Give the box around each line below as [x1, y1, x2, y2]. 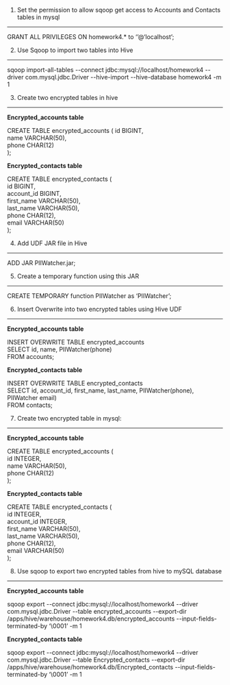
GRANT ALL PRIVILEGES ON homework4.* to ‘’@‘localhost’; [7, 33, 175, 40]
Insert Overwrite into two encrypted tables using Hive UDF [16, 305, 183, 313]
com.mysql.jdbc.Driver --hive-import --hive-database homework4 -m [25, 73, 222, 81]
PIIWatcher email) [7, 394, 57, 401]
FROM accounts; [7, 353, 55, 360]
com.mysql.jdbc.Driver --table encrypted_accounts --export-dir [7, 608, 187, 615]
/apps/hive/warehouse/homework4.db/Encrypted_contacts [7, 663, 173, 671]
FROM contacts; [7, 401, 53, 409]
